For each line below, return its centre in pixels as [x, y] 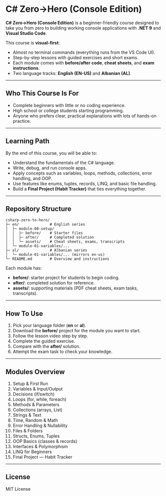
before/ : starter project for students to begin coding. [66, 278]
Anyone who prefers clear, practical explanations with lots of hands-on [84, 116]
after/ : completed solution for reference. [54, 283]
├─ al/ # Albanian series [47, 250]
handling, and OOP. [32, 178]
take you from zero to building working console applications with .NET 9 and [83, 28]
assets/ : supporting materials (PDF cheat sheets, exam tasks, [75, 288]
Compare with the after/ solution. [47, 347]
